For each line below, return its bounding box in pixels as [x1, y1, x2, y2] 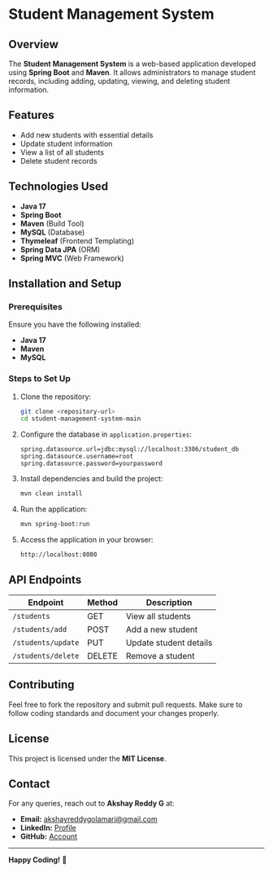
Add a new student [125, 624, 198, 635]
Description [145, 596, 193, 608]
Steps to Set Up [8, 373, 71, 384]
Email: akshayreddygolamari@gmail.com [19, 814, 158, 824]
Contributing [8, 678, 75, 692]
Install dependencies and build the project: [19, 474, 163, 484]
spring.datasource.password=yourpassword [19, 459, 162, 468]
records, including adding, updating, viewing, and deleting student [8, 77, 231, 86]
